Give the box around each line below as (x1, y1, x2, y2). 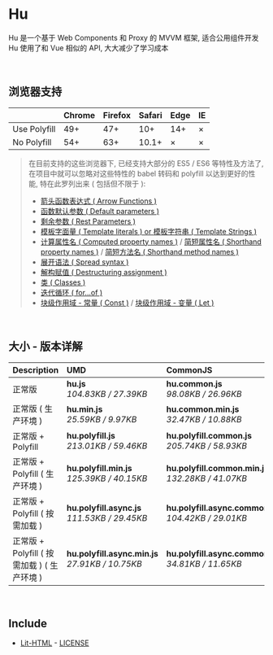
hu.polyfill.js (66, 430, 116, 441)
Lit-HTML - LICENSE (19, 638, 89, 648)
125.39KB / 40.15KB (66, 473, 148, 484)
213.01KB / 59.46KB (66, 440, 148, 452)
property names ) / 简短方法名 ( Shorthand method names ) (40, 247, 240, 256)
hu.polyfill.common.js (166, 430, 252, 441)
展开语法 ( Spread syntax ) (40, 257, 129, 267)
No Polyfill (12, 136, 52, 147)
